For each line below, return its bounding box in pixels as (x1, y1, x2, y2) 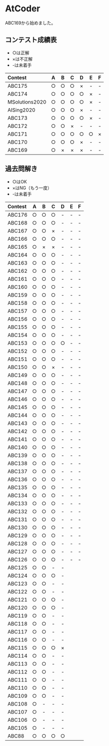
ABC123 (7, 580, 28, 587)
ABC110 (7, 684, 28, 691)
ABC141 (7, 436, 28, 443)
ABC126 (7, 556, 28, 563)
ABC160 (7, 283, 28, 290)
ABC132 (7, 508, 28, 515)
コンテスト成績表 (5, 36, 57, 44)
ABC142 (7, 428, 28, 435)
